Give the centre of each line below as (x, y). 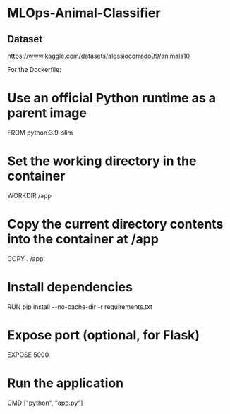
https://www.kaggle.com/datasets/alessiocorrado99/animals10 (99, 56)
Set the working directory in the (102, 161)
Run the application (66, 383)
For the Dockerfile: (34, 69)
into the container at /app (83, 239)
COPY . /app (25, 258)
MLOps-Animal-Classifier (84, 13)
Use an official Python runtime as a (112, 98)
